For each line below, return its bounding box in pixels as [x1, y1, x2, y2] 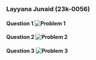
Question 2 [6, 34, 35, 41]
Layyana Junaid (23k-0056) [6, 5, 91, 13]
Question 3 [6, 47, 35, 54]
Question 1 [6, 20, 34, 27]
